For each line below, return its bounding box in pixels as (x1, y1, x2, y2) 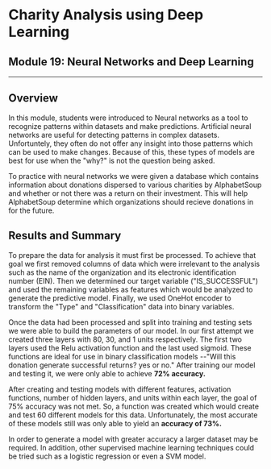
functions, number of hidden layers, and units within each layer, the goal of (8, 392, 257, 402)
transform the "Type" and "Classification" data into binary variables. (8, 301, 235, 311)
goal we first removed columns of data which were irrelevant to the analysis (8, 259, 261, 268)
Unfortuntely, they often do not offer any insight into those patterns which (8, 139, 253, 148)
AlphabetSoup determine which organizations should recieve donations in (8, 197, 254, 206)
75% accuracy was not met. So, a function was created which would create (8, 401, 260, 411)
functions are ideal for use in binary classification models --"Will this (8, 351, 236, 361)
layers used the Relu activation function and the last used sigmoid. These (8, 342, 252, 352)
